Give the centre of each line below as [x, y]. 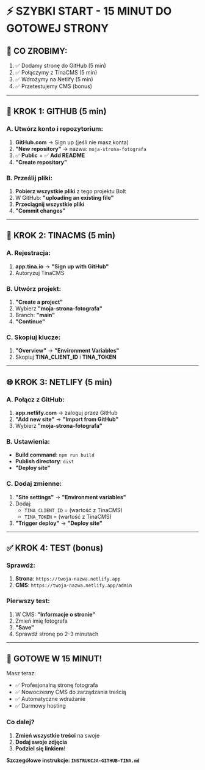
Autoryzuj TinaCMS [40, 273]
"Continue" [30, 321]
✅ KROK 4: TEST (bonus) [55, 548]
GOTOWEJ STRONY [58, 28]
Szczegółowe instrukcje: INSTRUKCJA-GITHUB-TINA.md [73, 760]
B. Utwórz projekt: [34, 288]
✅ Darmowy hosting [40, 706]
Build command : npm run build [55, 455]
